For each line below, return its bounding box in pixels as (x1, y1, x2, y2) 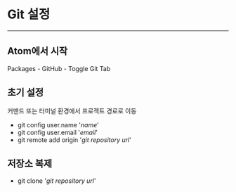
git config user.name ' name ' (17, 120, 100, 129)
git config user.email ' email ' (17, 128, 98, 136)
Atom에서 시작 (7, 45, 68, 57)
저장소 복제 (7, 158, 53, 169)
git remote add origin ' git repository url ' (17, 135, 132, 144)
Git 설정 (7, 6, 51, 23)
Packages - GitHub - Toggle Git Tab (7, 64, 111, 72)
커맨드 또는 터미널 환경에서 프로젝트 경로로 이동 (7, 106, 137, 115)
